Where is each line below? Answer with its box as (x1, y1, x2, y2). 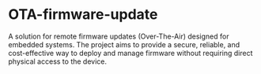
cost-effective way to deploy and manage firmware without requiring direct (8, 48, 253, 57)
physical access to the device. (8, 57, 108, 66)
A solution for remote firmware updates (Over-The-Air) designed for (8, 31, 229, 41)
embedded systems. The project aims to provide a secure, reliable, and (8, 39, 240, 49)
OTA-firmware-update (8, 6, 158, 24)
